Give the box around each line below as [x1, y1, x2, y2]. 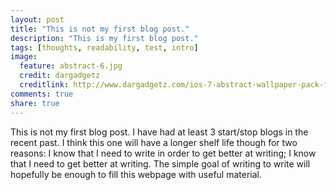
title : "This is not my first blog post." [10, 24, 190, 34]
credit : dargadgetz [19, 71, 101, 81]
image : [10, 52, 38, 62]
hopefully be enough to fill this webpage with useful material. [10, 168, 263, 180]
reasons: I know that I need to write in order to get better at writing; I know [10, 147, 317, 159]
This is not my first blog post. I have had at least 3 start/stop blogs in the [10, 126, 309, 138]
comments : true [10, 89, 74, 99]
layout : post [10, 14, 65, 25]
